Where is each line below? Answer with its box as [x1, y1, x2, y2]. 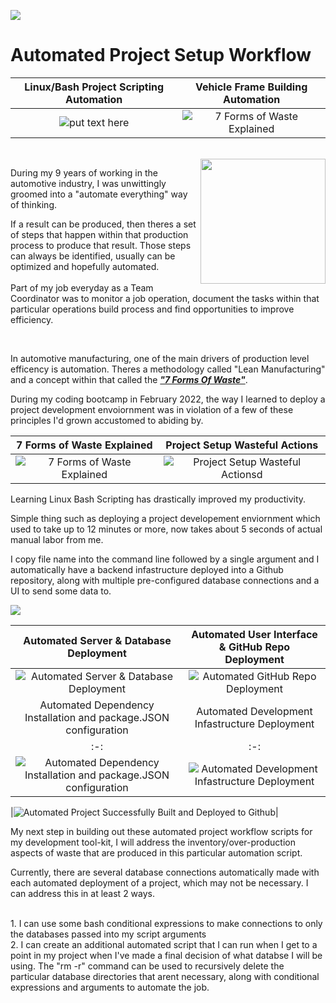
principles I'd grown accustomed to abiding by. [10, 414, 204, 426]
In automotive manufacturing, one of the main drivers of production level [10, 352, 310, 364]
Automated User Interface [191, 627, 318, 641]
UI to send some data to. [10, 585, 112, 597]
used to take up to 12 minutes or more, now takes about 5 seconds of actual [10, 523, 323, 535]
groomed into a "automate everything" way [10, 188, 188, 200]
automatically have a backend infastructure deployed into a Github [10, 563, 284, 575]
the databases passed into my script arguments [10, 928, 207, 940]
